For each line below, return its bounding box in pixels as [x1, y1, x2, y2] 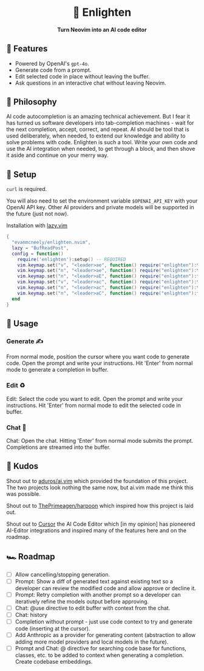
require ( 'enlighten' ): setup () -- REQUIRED [17, 256, 126, 262]
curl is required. [6, 186, 47, 193]
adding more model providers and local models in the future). [15, 638, 169, 645]
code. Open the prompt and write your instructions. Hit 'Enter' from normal [6, 360, 193, 367]
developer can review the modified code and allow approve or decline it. [15, 584, 196, 592]
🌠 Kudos [6, 461, 39, 471]
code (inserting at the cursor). [15, 625, 90, 632]
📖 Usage [6, 318, 38, 329]
